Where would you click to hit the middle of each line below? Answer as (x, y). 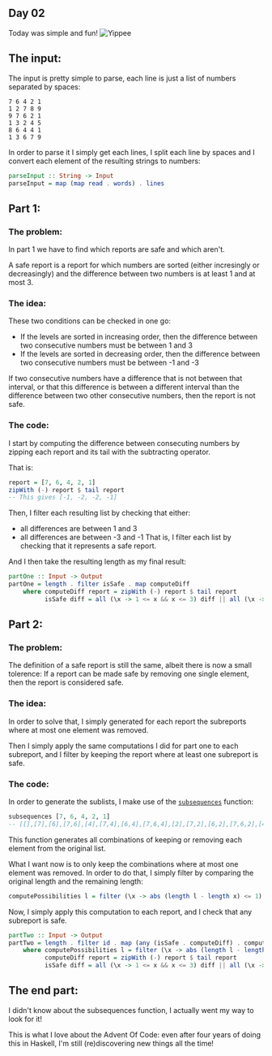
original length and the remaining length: (76, 881)
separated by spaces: (45, 87)
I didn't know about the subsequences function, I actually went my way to (131, 1010)
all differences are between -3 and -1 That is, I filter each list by (126, 537)
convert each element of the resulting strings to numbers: (104, 161)
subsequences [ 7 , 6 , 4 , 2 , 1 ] (59, 817)
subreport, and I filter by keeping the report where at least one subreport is (134, 754)
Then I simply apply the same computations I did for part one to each (123, 746)
